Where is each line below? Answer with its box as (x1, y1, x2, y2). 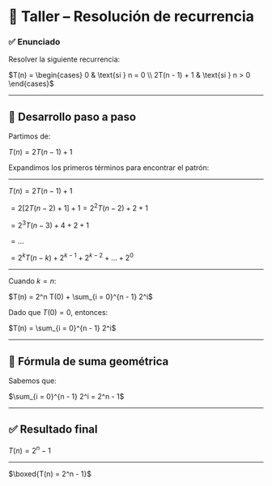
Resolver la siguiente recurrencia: (8, 54, 121, 64)
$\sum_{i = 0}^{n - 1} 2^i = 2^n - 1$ (8, 392, 125, 402)
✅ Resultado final (8, 423, 98, 437)
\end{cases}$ (8, 79, 54, 88)
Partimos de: (8, 131, 51, 141)
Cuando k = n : (8, 276, 57, 286)
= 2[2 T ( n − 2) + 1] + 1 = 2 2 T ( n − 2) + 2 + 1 (11, 202, 148, 213)
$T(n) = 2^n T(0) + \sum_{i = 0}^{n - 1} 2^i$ (8, 292, 154, 302)
